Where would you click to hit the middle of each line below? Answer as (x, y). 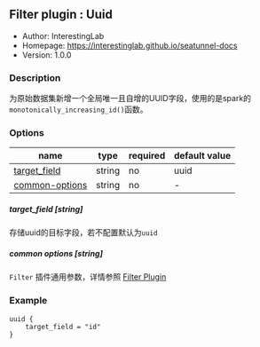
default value (202, 156)
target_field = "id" (63, 327)
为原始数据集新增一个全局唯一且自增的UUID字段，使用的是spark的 (130, 99)
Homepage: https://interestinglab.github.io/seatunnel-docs (130, 45)
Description (35, 77)
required (147, 156)
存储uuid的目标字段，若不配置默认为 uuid (83, 233)
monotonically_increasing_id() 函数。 (79, 109)
